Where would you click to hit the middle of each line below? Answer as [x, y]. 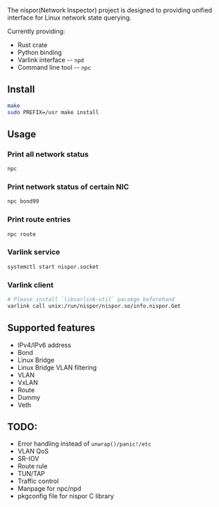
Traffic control [38, 481]
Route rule [32, 466]
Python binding [39, 52]
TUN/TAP [31, 474]
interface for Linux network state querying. [69, 18]
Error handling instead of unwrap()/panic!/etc [84, 444]
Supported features [51, 328]
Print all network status [48, 154]
